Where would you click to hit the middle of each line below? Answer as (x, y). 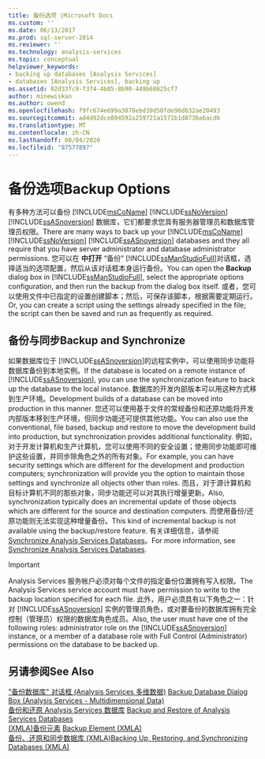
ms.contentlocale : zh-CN (49, 132)
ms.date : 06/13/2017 (42, 30)
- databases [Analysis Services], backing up (84, 81)
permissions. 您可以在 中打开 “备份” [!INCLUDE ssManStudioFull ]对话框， (126, 259)
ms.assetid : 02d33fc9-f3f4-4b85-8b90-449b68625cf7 (93, 89)
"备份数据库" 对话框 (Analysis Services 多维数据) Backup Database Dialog (128, 691)
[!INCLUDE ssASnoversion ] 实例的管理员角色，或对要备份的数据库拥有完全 (137, 609)
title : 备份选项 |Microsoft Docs (61, 15)
